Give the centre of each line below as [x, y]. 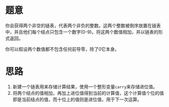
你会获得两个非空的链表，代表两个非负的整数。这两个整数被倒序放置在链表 [83, 25]
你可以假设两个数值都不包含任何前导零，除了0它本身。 [62, 49]
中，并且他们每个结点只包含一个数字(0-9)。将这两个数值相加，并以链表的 [82, 32]
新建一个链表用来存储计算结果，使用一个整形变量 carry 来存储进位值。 [85, 87]
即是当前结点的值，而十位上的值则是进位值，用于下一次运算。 [77, 99]
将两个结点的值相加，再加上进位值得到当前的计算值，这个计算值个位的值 [88, 93]
